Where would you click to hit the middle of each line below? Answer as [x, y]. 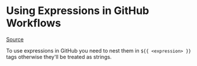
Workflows [33, 23]
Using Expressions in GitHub [78, 11]
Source [15, 39]
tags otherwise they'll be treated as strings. [59, 57]
